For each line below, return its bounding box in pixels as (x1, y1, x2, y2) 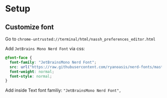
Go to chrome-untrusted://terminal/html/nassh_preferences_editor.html (5, 36, 156, 42)
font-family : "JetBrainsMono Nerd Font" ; (9, 60, 97, 65)
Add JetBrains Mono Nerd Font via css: (5, 46, 85, 51)
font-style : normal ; (9, 74, 52, 79)
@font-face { (5, 55, 32, 60)
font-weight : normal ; (9, 69, 55, 74)
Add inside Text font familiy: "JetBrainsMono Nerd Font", (5, 88, 122, 94)
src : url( (9, 64, 30, 70)
